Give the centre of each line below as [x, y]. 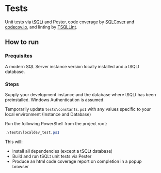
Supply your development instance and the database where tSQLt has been [80, 94]
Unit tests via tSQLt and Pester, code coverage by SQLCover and [70, 22]
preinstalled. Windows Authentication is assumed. [55, 100]
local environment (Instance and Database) [48, 114]
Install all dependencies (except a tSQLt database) [62, 151]
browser [20, 166]
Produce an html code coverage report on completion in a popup [77, 161]
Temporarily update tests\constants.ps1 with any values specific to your [78, 109]
